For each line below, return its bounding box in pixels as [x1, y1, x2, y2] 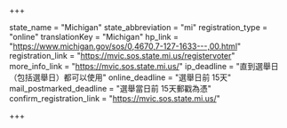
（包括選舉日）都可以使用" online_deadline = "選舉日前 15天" [9, 72, 232, 83]
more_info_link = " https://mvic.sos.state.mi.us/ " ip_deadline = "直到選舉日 [9, 61, 279, 71]
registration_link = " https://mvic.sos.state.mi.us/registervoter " [9, 51, 235, 60]
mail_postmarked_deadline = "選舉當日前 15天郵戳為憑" [9, 84, 211, 93]
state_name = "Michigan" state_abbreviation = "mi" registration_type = [9, 22, 268, 32]
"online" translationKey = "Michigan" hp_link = [9, 32, 179, 42]
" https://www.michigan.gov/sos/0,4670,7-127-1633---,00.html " [9, 41, 242, 52]
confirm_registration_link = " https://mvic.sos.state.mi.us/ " [9, 93, 220, 103]
